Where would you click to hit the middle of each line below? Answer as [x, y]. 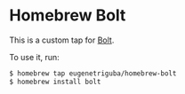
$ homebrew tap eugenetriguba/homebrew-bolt [93, 73]
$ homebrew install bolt [55, 82]
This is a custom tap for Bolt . [62, 40]
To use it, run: [34, 57]
